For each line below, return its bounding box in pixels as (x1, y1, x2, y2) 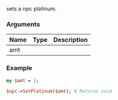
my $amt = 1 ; (6, 78, 39, 84)
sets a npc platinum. (6, 5, 57, 12)
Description (53, 36, 88, 44)
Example (6, 64, 33, 72)
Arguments (6, 20, 41, 28)
